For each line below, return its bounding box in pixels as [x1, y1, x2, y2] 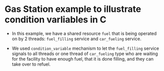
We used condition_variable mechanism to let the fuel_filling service [11, 45, 160, 51]
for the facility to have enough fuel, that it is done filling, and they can [11, 56, 154, 62]
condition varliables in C [4, 14, 107, 25]
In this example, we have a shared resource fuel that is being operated [11, 30, 157, 36]
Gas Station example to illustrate [4, 3, 142, 15]
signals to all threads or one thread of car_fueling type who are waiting [11, 51, 158, 57]
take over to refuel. [11, 61, 51, 67]
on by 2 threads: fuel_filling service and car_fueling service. [11, 36, 142, 42]
